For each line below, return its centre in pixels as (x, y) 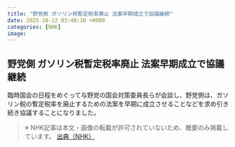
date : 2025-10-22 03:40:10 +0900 (56, 20)
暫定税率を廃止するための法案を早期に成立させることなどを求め (124, 104)
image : (17, 33)
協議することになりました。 (59, 113)
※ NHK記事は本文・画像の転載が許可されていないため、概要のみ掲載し (126, 128)
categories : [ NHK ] (34, 27)
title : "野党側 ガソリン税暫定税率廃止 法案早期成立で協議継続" (90, 14)
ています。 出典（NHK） (59, 136)
